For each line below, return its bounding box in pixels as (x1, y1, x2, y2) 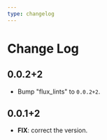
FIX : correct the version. (17, 126, 88, 134)
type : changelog (7, 10, 55, 18)
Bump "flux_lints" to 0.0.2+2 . (17, 87, 101, 96)
